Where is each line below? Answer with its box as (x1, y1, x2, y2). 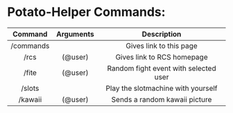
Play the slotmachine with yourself (105, 83, 218, 93)
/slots (21, 83, 40, 93)
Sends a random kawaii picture (111, 94, 212, 104)
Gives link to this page (126, 41, 198, 51)
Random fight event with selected (107, 63, 216, 73)
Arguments (56, 29, 95, 39)
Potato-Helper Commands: (7, 4, 166, 20)
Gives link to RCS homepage (115, 52, 208, 62)
